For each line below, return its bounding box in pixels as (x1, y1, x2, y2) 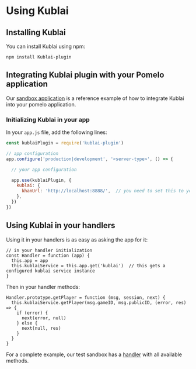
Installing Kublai (6, 27, 66, 37)
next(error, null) (21, 315, 66, 321)
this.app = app (11, 257, 48, 264)
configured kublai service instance (6, 268, 95, 274)
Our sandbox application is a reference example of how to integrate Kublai (6, 95, 184, 102)
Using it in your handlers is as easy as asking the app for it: (6, 236, 148, 243)
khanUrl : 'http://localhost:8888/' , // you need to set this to (21, 188, 184, 194)
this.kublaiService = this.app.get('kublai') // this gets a (11, 263, 166, 268)
